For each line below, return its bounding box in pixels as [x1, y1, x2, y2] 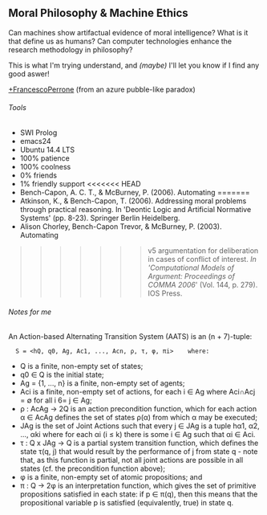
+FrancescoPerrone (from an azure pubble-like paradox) [8, 84, 196, 94]
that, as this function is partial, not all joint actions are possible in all [19, 456, 244, 465]
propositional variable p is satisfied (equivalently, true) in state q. [19, 498, 234, 508]
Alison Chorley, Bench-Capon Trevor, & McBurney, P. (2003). [19, 222, 222, 231]
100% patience [19, 153, 70, 163]
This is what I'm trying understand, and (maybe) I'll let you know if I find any [8, 60, 260, 70]
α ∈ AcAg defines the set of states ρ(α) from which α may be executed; [19, 413, 258, 423]
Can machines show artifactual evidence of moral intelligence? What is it [8, 27, 249, 37]
